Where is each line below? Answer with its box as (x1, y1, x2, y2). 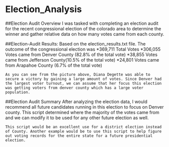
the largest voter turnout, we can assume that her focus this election (5, 81, 162, 86)
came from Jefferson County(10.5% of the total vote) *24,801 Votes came (5, 57, 159, 63)
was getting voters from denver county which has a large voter (5, 85, 144, 90)
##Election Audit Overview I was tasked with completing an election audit (5, 20, 158, 26)
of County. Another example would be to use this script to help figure (5, 129, 162, 134)
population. (5, 89, 30, 94)
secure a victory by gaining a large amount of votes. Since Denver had (5, 76, 162, 81)
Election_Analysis (5, 4, 82, 15)
